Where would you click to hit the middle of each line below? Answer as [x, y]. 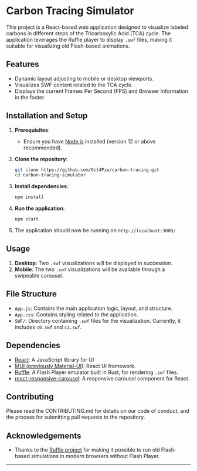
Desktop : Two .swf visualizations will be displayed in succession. [94, 263]
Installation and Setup [47, 116]
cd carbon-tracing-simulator [50, 175]
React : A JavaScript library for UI [54, 359]
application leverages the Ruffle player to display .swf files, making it [89, 39]
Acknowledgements [44, 435]
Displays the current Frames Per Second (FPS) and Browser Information [101, 91]
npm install [29, 197]
